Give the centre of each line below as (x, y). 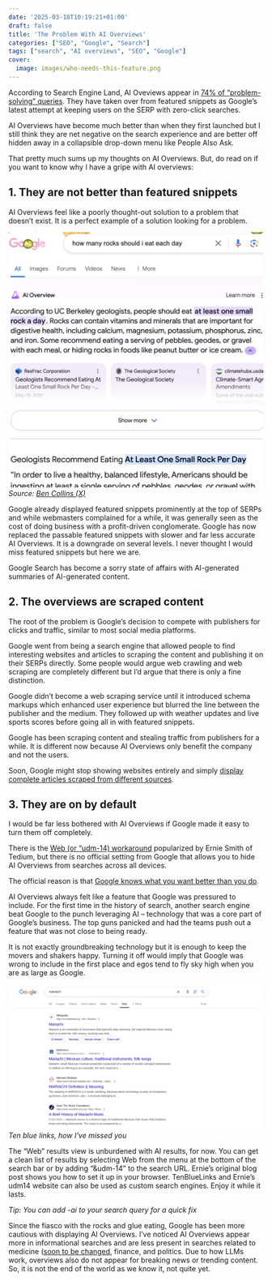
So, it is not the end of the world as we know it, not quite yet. (109, 1269)
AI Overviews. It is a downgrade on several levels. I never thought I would (131, 543)
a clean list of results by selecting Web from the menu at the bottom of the (132, 1160)
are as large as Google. (47, 973)
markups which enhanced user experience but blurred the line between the (134, 705)
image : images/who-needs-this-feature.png (88, 69)
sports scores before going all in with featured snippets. (102, 722)
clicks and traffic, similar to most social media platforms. (102, 630)
